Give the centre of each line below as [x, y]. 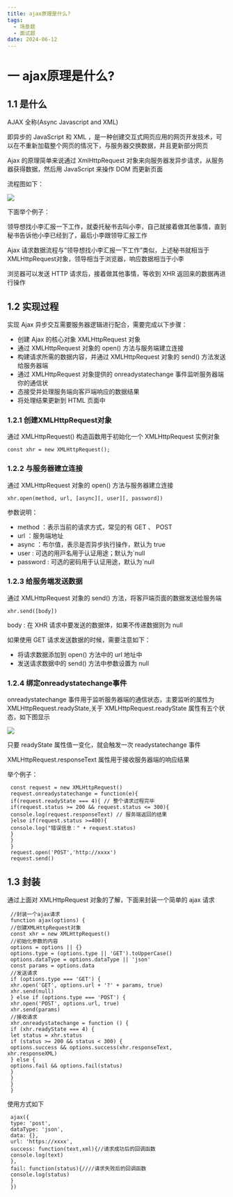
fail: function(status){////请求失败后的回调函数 [78, 1168]
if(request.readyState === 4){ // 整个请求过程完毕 [82, 801]
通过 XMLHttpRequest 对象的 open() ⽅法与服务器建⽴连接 [90, 485]
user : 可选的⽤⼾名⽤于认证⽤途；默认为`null [81, 553]
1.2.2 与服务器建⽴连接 [45, 469]
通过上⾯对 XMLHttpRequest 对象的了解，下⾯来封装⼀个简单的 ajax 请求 [111, 899]
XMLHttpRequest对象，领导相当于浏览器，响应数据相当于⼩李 [96, 259]
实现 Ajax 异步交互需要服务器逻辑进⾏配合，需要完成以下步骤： [97, 324]
